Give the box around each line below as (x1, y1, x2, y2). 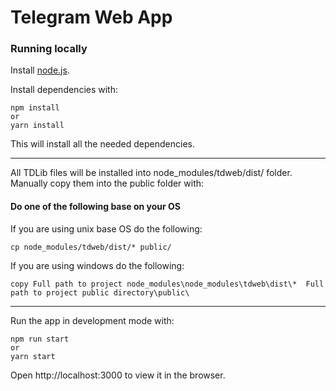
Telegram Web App (10, 6, 173, 29)
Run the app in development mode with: (10, 314, 175, 326)
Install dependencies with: (10, 84, 119, 96)
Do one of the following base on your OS (10, 201, 182, 213)
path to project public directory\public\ (10, 287, 190, 298)
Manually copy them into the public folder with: (10, 177, 205, 190)
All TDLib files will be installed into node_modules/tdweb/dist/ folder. (10, 167, 293, 179)
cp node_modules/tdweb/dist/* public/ (10, 242, 172, 252)
